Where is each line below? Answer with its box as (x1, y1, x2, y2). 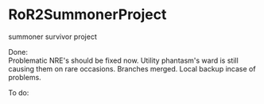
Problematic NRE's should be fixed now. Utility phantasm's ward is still (8, 56, 239, 65)
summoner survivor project (8, 32, 97, 41)
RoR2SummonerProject (8, 6, 167, 24)
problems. (8, 72, 41, 82)
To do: (8, 87, 29, 97)
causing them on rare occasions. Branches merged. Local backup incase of (8, 64, 256, 73)
